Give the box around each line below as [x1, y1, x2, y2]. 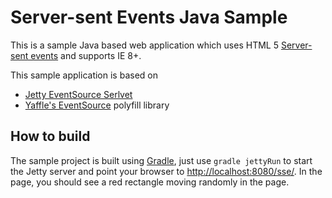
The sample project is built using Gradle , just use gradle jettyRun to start [10, 154, 313, 166]
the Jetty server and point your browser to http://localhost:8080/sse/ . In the [10, 165, 323, 177]
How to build [10, 128, 91, 145]
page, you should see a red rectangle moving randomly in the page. [10, 176, 290, 188]
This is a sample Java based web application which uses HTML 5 [10, 39, 279, 51]
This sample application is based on [10, 69, 158, 81]
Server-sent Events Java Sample [10, 6, 288, 29]
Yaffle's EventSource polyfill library [24, 99, 170, 111]
